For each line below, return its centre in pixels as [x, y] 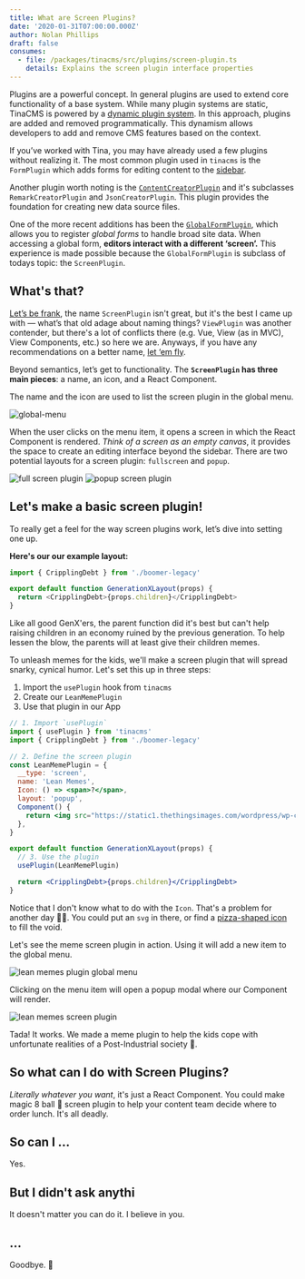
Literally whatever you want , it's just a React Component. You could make [148, 1094]
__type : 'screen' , [53, 773]
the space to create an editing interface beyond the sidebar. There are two [148, 451]
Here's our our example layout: [69, 556]
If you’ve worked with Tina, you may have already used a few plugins [138, 150]
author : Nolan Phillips [54, 34]
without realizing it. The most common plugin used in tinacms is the [135, 160]
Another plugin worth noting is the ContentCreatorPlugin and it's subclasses [152, 187]
